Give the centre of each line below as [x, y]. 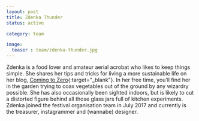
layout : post [22, 12]
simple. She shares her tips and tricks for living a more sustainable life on [97, 73]
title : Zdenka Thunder [34, 17]
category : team [25, 34]
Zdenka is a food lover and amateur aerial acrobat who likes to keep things [98, 67]
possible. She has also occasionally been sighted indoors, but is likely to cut [100, 93]
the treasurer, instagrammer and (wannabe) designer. [72, 112]
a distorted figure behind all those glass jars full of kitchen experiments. [95, 99]
